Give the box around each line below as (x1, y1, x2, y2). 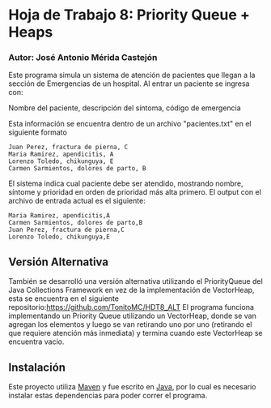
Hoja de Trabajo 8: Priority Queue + (8, 6, 251, 24)
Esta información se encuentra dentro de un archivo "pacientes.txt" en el (8, 119, 252, 129)
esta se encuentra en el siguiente (8, 294, 120, 303)
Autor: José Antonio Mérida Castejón (8, 52, 158, 63)
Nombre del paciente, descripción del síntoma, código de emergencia (8, 103, 241, 113)
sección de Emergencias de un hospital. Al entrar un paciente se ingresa (8, 79, 250, 88)
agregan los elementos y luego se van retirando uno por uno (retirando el (8, 320, 252, 329)
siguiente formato (8, 127, 67, 137)
